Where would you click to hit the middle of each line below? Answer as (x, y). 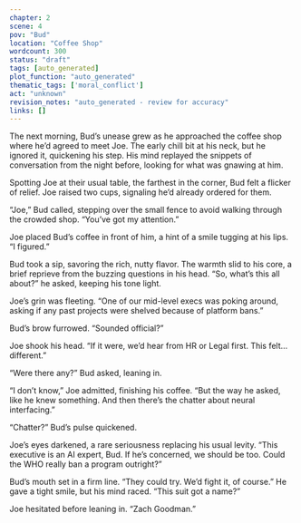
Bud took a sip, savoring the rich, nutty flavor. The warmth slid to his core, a (151, 265)
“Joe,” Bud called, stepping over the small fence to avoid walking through (146, 210)
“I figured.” (29, 247)
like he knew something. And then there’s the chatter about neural (132, 401)
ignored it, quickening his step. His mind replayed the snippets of (131, 156)
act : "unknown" (38, 93)
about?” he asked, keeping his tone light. (85, 284)
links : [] (28, 111)
